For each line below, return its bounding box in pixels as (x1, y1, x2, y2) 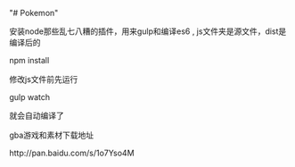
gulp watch (9, 92, 51, 102)
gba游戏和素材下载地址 (9, 129, 94, 140)
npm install (9, 55, 50, 65)
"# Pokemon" (9, 8, 59, 18)
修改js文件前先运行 (9, 74, 78, 84)
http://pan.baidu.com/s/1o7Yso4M (9, 147, 135, 158)
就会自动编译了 (9, 111, 64, 121)
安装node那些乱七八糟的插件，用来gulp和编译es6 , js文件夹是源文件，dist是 (9, 26, 287, 37)
